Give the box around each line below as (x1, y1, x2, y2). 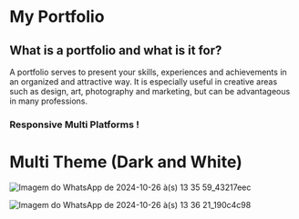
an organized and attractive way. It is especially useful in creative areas (9, 76, 278, 87)
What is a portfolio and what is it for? (9, 43, 222, 58)
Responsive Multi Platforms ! (9, 118, 139, 131)
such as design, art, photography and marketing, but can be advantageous (9, 86, 291, 96)
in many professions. (9, 95, 88, 106)
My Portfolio (9, 6, 105, 27)
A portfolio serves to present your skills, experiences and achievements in (9, 66, 287, 77)
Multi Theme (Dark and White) (9, 152, 243, 173)
